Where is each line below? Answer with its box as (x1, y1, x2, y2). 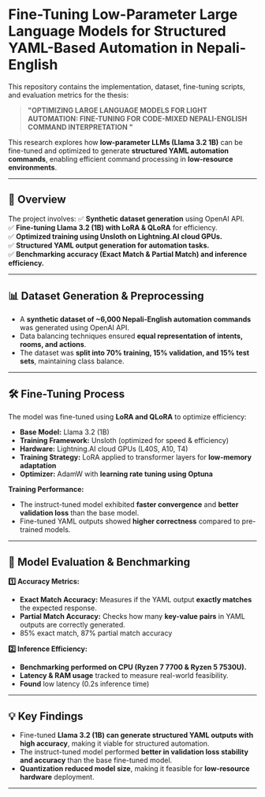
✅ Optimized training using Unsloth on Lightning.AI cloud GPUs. (8, 231, 222, 241)
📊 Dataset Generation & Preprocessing (8, 289, 204, 303)
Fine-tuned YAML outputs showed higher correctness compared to (19, 516, 241, 526)
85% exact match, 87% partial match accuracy (19, 628, 173, 638)
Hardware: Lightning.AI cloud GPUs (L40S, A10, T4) (19, 444, 188, 454)
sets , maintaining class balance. (19, 356, 125, 366)
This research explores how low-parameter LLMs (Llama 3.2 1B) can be (8, 137, 243, 147)
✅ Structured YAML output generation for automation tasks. (8, 240, 210, 250)
